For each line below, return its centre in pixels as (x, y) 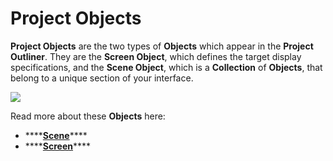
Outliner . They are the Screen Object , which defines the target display (156, 56)
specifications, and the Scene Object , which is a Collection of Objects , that (166, 67)
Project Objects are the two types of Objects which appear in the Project (162, 46)
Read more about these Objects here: (88, 116)
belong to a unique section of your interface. (102, 78)
